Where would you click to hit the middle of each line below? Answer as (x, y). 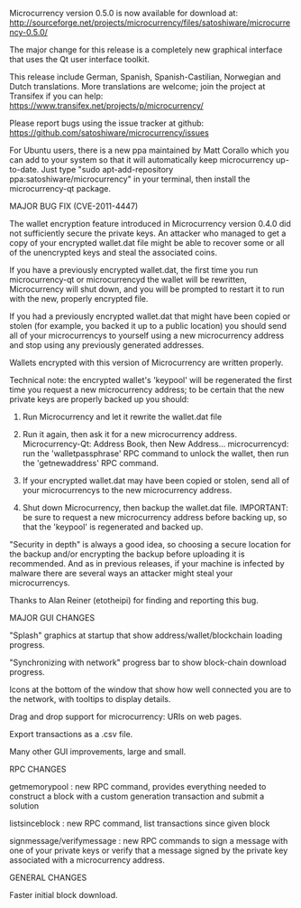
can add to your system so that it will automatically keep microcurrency (142, 160)
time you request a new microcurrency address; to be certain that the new (147, 389)
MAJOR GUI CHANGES (52, 618)
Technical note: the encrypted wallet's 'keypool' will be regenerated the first (151, 380)
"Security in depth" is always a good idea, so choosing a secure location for (150, 544)
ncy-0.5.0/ (28, 32)
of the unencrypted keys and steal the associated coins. (114, 253)
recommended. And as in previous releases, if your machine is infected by (147, 563)
